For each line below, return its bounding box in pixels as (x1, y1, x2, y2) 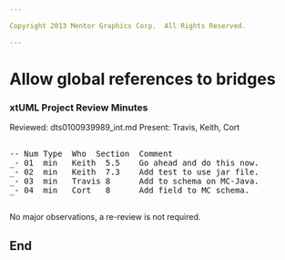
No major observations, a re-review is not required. (9, 212, 201, 223)
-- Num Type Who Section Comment (9, 149, 173, 160)
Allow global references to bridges (9, 68, 276, 89)
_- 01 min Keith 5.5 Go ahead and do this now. (9, 158, 260, 169)
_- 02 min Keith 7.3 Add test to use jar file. (9, 167, 260, 178)
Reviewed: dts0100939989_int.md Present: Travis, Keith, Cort (9, 122, 240, 133)
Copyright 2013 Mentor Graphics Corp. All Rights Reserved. (9, 21, 247, 30)
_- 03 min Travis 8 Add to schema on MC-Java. (9, 176, 260, 187)
